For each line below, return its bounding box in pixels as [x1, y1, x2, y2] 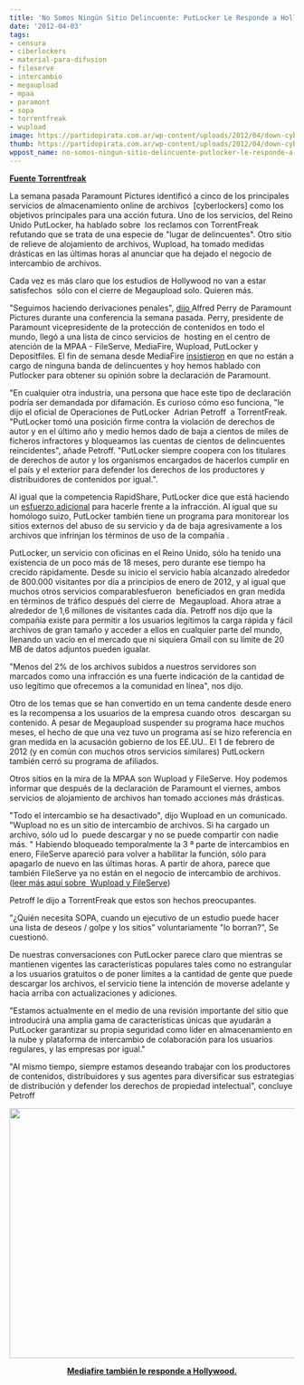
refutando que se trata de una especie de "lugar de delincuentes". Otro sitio [9, 228, 292, 240]
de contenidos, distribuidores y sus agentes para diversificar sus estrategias [9, 1070, 295, 1082]
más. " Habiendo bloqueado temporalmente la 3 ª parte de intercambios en [9, 838, 290, 849]
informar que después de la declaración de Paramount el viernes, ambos [9, 782, 281, 793]
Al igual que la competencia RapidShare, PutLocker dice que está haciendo [9, 491, 290, 502]
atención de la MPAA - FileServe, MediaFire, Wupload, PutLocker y [9, 340, 259, 351]
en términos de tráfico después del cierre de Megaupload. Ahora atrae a [9, 595, 282, 607]
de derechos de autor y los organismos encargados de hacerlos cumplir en [9, 454, 290, 465]
